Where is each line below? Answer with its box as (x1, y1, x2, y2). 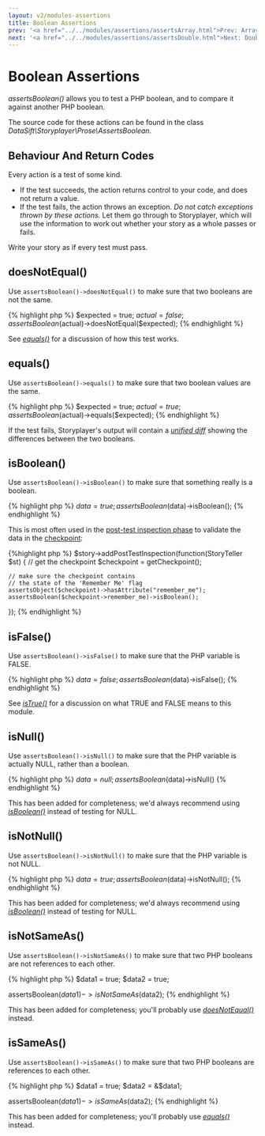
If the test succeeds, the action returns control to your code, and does (19, 185, 248, 195)
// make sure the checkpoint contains (8, 573, 136, 581)
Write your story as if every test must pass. (8, 243, 148, 252)
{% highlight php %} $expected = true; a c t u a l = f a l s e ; (8, 310, 184, 320)
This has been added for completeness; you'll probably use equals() (8, 1111, 230, 1121)
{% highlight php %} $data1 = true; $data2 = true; (8, 974, 170, 983)
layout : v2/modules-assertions (8, 11, 111, 20)
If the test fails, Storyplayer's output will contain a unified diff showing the (8, 425, 248, 435)
